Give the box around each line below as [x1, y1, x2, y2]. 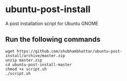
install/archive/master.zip [5, 53, 66, 58]
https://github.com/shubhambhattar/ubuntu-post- [16, 48, 123, 54]
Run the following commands [5, 35, 101, 44]
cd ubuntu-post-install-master [5, 62, 72, 67]
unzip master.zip [5, 58, 43, 63]
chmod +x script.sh [5, 66, 47, 72]
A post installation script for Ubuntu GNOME [5, 20, 98, 26]
